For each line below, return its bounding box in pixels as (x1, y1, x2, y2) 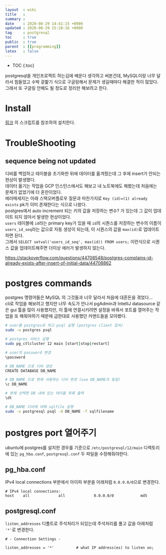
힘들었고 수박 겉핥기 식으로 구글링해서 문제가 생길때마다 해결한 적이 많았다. (14, 79, 159, 85)
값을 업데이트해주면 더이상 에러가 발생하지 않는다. (10, 245, 106, 251)
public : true (5, 40, 37, 45)
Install (5, 103, 31, 114)
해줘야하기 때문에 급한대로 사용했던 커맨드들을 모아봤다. (19, 313, 127, 319)
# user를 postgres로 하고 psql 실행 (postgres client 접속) (5, 323, 124, 328)
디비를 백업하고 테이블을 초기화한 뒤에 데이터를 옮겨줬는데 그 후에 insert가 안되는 (5, 170, 161, 176)
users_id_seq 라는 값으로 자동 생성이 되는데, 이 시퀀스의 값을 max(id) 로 (5, 226, 143, 232)
